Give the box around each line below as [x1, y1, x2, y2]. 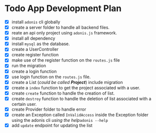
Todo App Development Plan [4, 3, 122, 14]
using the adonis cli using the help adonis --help [11, 117, 109, 123]
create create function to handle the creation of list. [11, 90, 115, 96]
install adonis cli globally [11, 19, 61, 25]
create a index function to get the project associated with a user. [11, 84, 140, 90]
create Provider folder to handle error [11, 106, 86, 112]
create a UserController [11, 47, 59, 52]
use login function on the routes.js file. [11, 74, 91, 80]
